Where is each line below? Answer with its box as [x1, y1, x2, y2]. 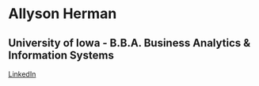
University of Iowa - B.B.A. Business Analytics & [8, 36, 251, 50]
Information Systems [8, 48, 115, 62]
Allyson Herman [8, 5, 117, 23]
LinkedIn [8, 69, 36, 79]
